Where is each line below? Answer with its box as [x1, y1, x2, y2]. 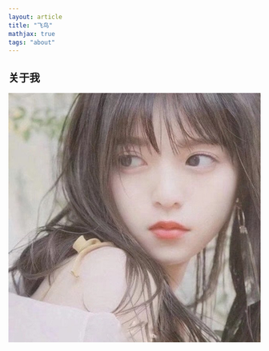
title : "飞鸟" [8, 21, 54, 30]
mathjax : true [8, 30, 56, 38]
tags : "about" [8, 38, 56, 46]
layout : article [8, 13, 62, 21]
